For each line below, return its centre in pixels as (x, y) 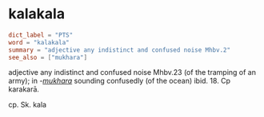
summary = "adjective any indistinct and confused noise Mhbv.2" (119, 50)
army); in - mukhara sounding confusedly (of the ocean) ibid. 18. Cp (119, 81)
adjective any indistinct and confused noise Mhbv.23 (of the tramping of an (132, 72)
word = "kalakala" (39, 42)
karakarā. (24, 89)
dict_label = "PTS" (41, 35)
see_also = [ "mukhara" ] (48, 57)
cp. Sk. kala (27, 105)
